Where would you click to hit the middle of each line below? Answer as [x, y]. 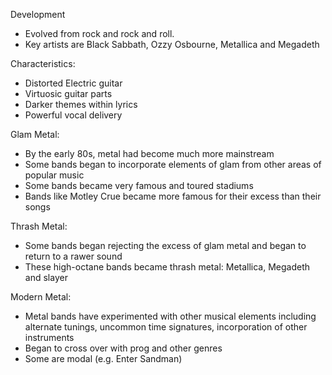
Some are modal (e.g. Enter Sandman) [103, 358]
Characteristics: [43, 63]
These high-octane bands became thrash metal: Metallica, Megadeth [167, 267]
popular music [54, 175]
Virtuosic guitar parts [68, 93]
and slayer [46, 277]
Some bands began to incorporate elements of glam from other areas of [173, 164]
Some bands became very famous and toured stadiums [139, 185]
